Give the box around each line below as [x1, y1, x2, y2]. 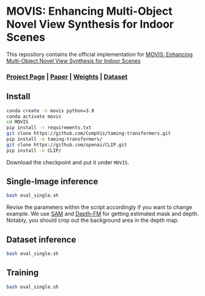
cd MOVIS [6, 119, 29, 125]
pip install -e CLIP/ [6, 147, 62, 154]
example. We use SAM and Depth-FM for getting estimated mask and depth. [6, 210, 199, 218]
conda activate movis [6, 113, 62, 120]
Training [6, 268, 39, 278]
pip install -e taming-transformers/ [6, 136, 103, 142]
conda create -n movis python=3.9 [6, 107, 95, 114]
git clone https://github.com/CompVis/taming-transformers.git [6, 131, 171, 137]
